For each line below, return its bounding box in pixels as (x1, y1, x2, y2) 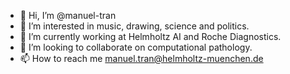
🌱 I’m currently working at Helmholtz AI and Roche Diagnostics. (19, 31, 282, 42)
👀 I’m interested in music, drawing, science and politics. (19, 20, 250, 32)
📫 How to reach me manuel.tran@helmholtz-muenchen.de (19, 53, 264, 64)
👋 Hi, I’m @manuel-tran (19, 10, 117, 21)
